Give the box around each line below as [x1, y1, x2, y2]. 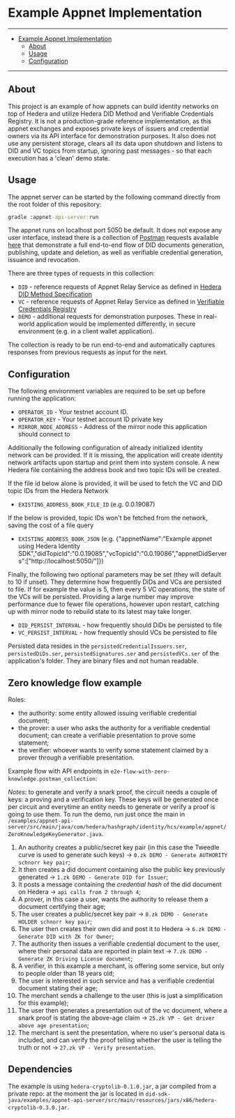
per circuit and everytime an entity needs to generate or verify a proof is [8, 803, 215, 811]
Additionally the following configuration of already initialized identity [8, 444, 204, 452]
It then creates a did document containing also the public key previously [17, 866, 225, 874]
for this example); [17, 999, 69, 1007]
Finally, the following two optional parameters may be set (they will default [8, 571, 222, 579]
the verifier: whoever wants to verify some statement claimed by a [17, 746, 209, 755]
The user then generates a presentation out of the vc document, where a [17, 1006, 227, 1015]
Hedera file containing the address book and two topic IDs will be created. [8, 466, 221, 474]
